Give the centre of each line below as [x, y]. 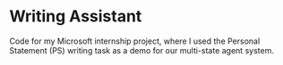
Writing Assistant [76, 16]
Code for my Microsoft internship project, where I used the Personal [135, 41]
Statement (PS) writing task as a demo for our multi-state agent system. [142, 50]
